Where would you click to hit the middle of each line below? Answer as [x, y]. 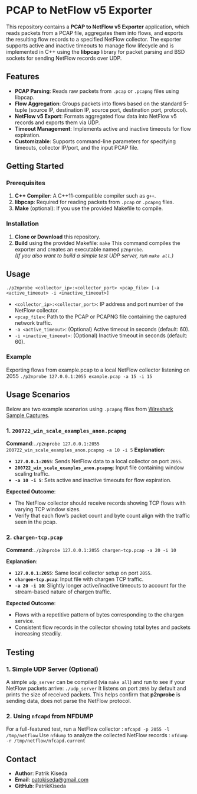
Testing [20, 652]
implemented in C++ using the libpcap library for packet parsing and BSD [96, 51]
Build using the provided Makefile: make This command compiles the [98, 243]
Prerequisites [26, 183]
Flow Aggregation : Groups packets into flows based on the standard [98, 104]
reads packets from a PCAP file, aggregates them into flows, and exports [95, 33]
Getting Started [35, 166]
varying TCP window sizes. [47, 509]
